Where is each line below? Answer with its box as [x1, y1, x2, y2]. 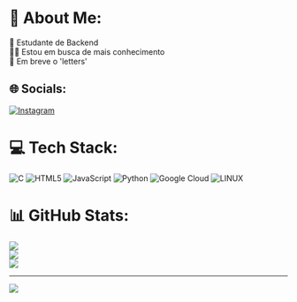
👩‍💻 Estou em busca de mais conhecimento [9, 46, 165, 57]
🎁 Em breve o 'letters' [9, 56, 88, 66]
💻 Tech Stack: [9, 137, 118, 157]
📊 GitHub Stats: [9, 205, 130, 225]
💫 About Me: [9, 8, 103, 28]
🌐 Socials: [9, 81, 67, 96]
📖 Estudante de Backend [9, 37, 99, 48]
